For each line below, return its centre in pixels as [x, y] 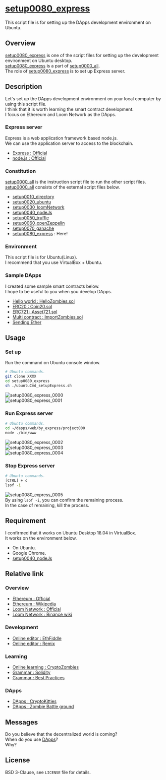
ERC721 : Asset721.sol [35, 312]
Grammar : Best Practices [38, 677]
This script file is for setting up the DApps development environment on [78, 22]
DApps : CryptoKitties [34, 701]
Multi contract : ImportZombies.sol [48, 317]
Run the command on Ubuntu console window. [53, 363]
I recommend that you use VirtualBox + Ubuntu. [54, 262]
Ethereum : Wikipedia [34, 604]
